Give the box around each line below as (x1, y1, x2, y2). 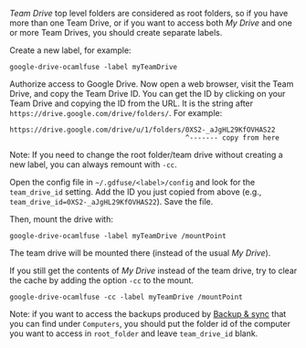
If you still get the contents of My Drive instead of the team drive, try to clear (9, 265, 298, 276)
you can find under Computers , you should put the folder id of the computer (9, 319, 290, 329)
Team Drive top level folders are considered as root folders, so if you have (9, 8, 289, 18)
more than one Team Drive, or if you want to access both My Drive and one (9, 17, 292, 28)
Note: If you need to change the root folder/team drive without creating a (9, 150, 283, 160)
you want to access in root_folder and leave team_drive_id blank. (9, 328, 259, 339)
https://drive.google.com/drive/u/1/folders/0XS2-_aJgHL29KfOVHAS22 (9, 125, 276, 134)
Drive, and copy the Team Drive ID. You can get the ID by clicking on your (9, 89, 286, 99)
